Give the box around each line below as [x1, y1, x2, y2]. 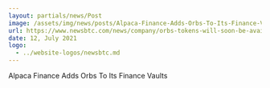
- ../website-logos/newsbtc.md [15, 49, 121, 57]
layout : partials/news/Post [8, 11, 103, 20]
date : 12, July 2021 [8, 34, 78, 42]
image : [8, 19, 31, 27]
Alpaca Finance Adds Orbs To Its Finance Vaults [8, 71, 168, 80]
